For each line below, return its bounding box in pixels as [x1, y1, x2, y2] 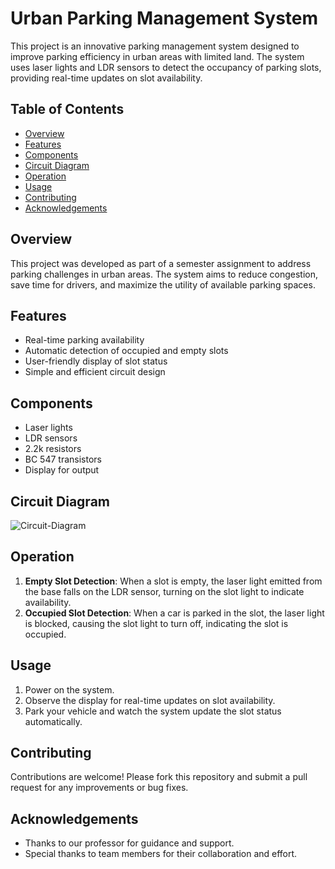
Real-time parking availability [24, 334, 145, 346]
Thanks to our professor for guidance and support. [24, 837, 235, 849]
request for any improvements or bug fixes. [10, 782, 189, 794]
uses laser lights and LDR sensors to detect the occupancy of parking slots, [10, 61, 322, 73]
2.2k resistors [24, 443, 82, 455]
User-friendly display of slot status [24, 355, 168, 367]
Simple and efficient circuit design [24, 366, 166, 378]
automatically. [24, 715, 83, 727]
